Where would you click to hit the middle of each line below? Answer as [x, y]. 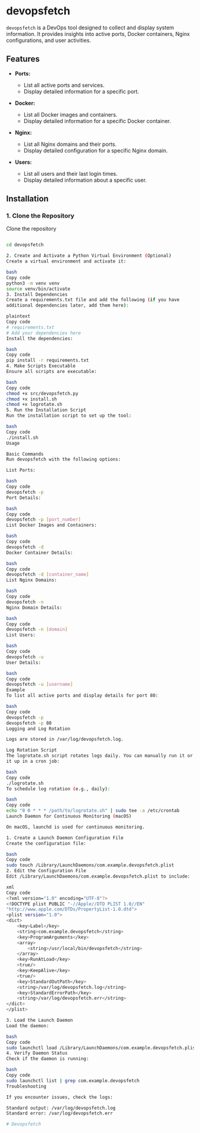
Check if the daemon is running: [48, 1059]
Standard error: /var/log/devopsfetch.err [60, 1113]
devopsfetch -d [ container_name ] [48, 575]
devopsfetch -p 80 [29, 723]
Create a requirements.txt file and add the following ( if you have [93, 300]
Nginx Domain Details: [34, 607]
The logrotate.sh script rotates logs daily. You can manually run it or [100, 756]
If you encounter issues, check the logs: [60, 1097]
